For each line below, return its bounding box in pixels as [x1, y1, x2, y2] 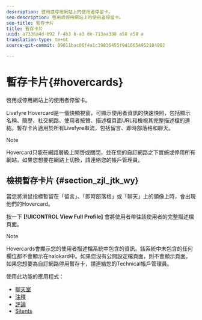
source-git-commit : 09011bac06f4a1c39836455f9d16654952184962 [6, 43, 165, 49]
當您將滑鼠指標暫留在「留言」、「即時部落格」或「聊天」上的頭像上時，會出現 [6, 192, 196, 200]
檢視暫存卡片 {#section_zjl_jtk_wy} [6, 176, 139, 186]
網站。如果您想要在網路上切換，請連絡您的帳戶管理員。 [6, 156, 143, 163]
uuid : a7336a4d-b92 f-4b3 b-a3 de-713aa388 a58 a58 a [6, 31, 144, 37]
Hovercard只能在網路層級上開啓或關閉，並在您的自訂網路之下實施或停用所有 [6, 149, 195, 156]
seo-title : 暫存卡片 [6, 20, 54, 26]
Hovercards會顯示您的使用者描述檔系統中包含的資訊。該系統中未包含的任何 [6, 245, 194, 252]
